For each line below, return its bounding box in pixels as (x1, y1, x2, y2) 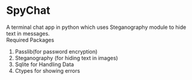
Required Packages (6, 36, 55, 43)
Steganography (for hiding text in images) (14, 54, 118, 61)
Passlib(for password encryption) (14, 48, 98, 55)
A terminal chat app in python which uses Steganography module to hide (6, 23, 187, 31)
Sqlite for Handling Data (14, 61, 74, 68)
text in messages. (6, 29, 50, 37)
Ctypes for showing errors (14, 67, 80, 74)
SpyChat (6, 4, 50, 17)
